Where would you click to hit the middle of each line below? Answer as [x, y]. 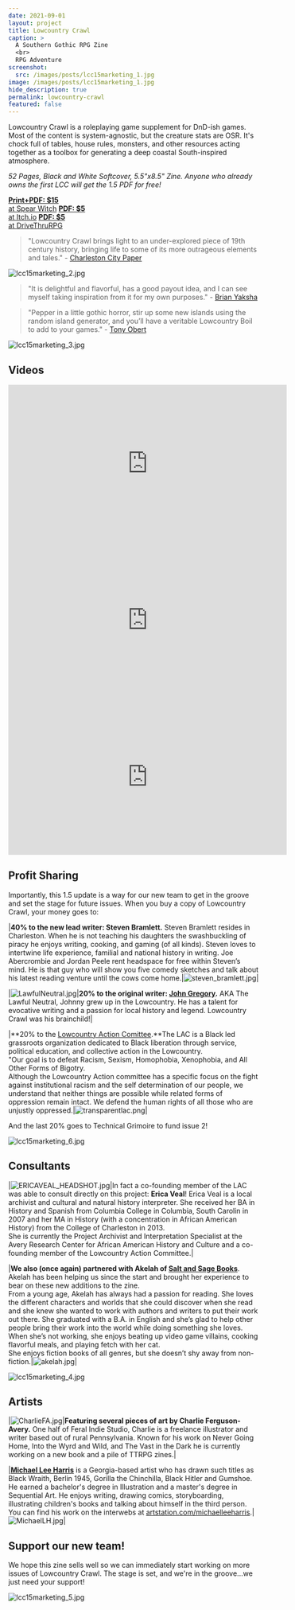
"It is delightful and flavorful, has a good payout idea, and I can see [138, 289]
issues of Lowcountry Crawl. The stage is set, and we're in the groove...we [130, 1573]
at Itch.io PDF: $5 [37, 217]
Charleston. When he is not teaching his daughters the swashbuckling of [127, 935]
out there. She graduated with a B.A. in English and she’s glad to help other [130, 1319]
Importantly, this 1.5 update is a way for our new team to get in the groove [129, 895]
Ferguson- [223, 1421]
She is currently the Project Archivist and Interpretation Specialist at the [125, 1236]
